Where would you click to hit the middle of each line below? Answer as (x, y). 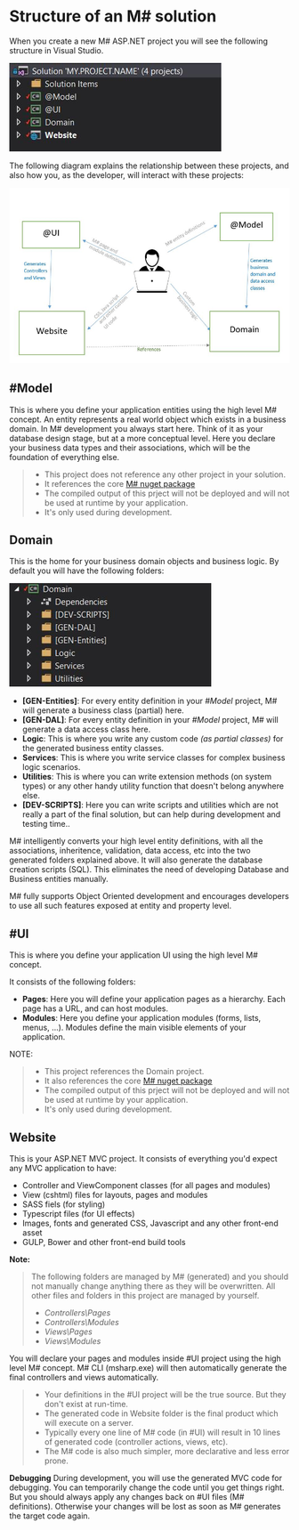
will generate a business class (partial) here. (103, 710)
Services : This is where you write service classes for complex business (154, 757)
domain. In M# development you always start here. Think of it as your (136, 428)
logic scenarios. (51, 767)
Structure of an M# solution (113, 16)
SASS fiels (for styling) (64, 1204)
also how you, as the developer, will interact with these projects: (127, 174)
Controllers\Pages (77, 1313)
